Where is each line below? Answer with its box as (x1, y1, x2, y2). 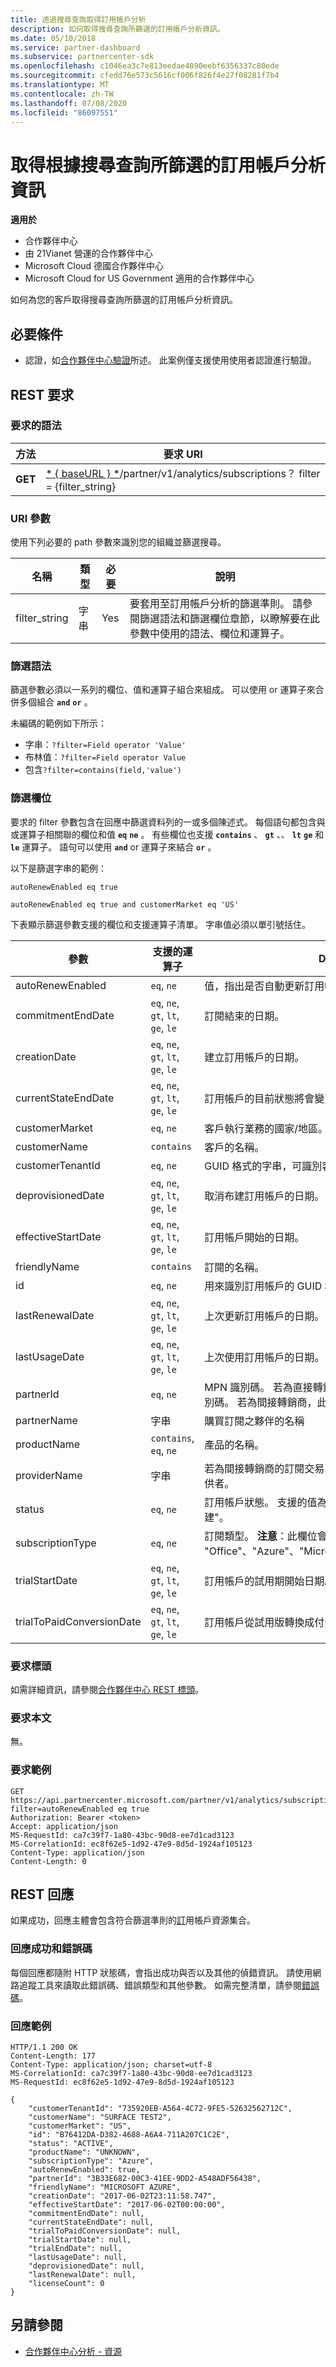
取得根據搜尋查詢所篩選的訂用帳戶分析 (10, 154, 327, 176)
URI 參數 (10, 511, 51, 525)
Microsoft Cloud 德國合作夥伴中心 (24, 260, 165, 272)
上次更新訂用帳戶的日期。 (204, 1309, 325, 1323)
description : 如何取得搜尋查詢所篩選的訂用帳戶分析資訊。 (10, 24, 225, 34)
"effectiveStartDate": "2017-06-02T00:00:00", (28, 2200, 226, 2210)
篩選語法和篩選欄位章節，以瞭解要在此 (139, 612, 320, 626)
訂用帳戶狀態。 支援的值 (204, 1495, 318, 1509)
